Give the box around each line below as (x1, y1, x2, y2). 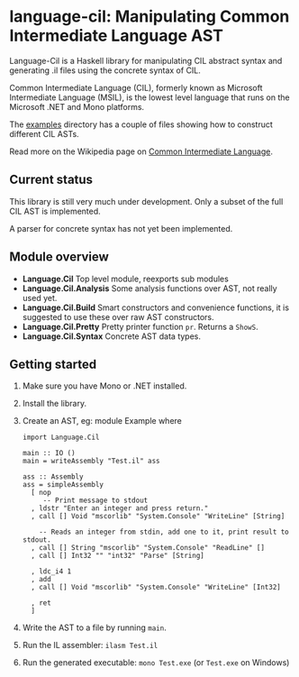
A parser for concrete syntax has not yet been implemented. (9, 223, 233, 233)
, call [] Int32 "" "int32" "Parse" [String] (31, 552, 204, 561)
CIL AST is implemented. (9, 206, 101, 216)
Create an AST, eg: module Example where (22, 416, 183, 426)
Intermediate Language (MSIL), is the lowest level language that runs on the (9, 92, 290, 103)
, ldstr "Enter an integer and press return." (31, 504, 209, 513)
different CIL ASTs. (9, 128, 79, 139)
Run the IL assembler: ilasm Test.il (22, 640, 159, 651)
